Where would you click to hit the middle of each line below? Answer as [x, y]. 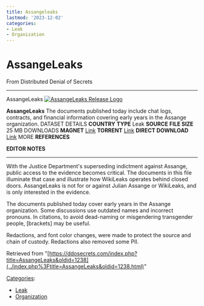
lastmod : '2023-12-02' [35, 18]
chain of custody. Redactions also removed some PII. [73, 242]
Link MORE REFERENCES [38, 137]
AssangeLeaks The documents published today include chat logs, [90, 111]
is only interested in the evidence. [49, 192]
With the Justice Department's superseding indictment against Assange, [97, 166]
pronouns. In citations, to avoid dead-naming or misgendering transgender [100, 217]
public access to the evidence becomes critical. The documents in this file [99, 173]
